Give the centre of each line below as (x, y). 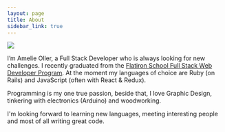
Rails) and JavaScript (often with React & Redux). (77, 80)
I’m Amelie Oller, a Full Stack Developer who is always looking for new (106, 58)
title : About (26, 20)
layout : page (26, 13)
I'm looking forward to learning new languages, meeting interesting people (113, 114)
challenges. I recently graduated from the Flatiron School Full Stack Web (110, 66)
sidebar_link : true (35, 26)
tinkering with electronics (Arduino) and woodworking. (84, 101)
